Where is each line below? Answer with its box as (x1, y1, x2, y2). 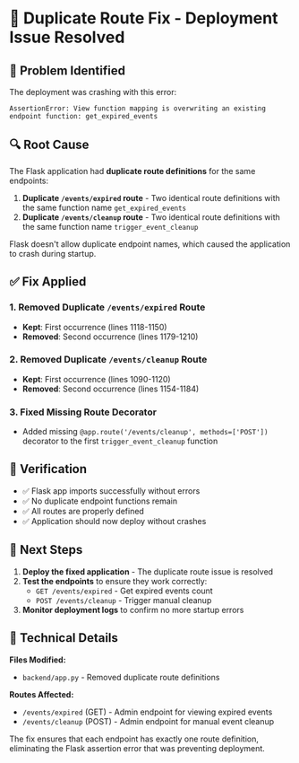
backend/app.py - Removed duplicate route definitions (21, 671, 220, 682)
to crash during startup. (9, 248, 97, 259)
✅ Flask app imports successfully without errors (21, 485, 201, 496)
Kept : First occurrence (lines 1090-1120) (21, 373, 172, 384)
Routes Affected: (9, 688, 74, 699)
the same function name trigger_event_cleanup (21, 221, 199, 232)
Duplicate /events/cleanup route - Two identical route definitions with (21, 211, 280, 223)
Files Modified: (9, 654, 66, 665)
